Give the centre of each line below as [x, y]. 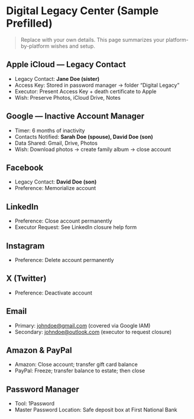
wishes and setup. [73, 46]
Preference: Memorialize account [55, 188]
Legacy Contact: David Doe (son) [56, 182]
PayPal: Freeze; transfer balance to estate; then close [80, 371]
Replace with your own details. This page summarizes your [92, 40]
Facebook [25, 167]
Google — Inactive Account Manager [75, 116]
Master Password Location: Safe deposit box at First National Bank [96, 410]
